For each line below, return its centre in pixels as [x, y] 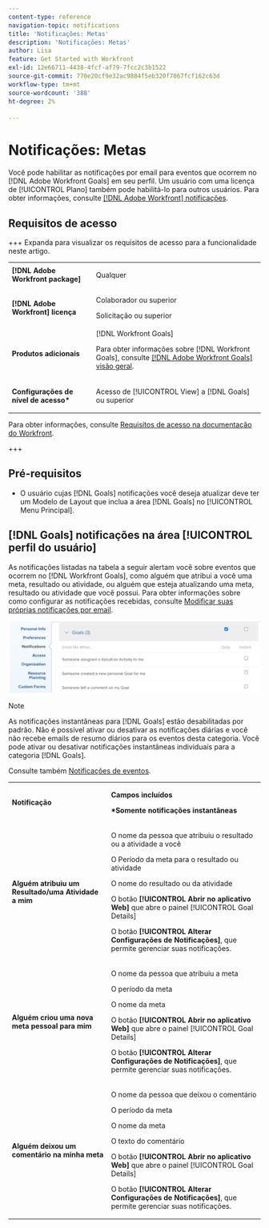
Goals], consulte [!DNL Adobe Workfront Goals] [174, 358]
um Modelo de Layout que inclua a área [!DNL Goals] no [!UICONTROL [137, 501]
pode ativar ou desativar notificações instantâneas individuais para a [122, 746]
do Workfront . [31, 433]
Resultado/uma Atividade [55, 892]
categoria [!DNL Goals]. [47, 755]
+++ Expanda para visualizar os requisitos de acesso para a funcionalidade [132, 243]
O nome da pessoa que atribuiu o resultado [182, 835]
